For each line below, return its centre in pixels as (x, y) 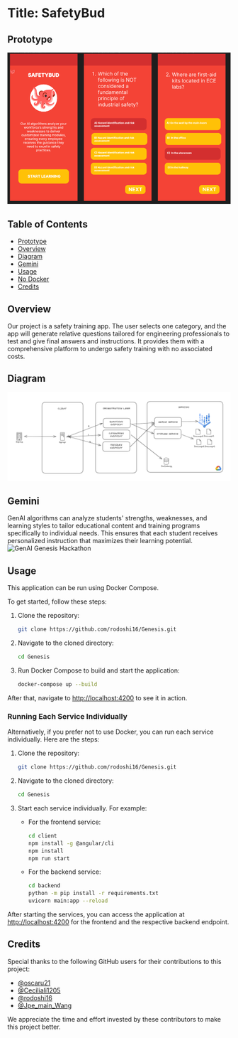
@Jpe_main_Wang (45, 1005)
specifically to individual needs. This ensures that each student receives (113, 533)
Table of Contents (48, 224)
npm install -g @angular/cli (71, 843)
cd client (43, 836)
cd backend (44, 886)
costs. (16, 356)
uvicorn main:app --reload (68, 901)
